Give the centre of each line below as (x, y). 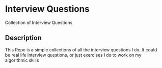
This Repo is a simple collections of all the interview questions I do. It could (81, 49)
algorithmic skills (22, 60)
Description (23, 38)
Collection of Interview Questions (39, 23)
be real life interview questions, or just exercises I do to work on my (73, 55)
